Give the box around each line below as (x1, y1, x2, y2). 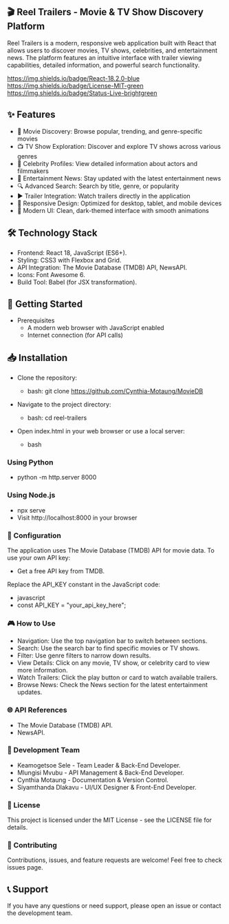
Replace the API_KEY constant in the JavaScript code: (7, 580, 160, 588)
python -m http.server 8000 (17, 473, 97, 482)
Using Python (7, 458, 54, 467)
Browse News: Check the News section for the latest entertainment (17, 681, 208, 689)
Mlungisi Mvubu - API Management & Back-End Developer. (17, 768, 184, 777)
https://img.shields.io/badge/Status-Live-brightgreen (7, 89, 157, 97)
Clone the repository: (17, 373, 78, 382)
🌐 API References (7, 706, 67, 715)
